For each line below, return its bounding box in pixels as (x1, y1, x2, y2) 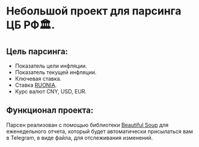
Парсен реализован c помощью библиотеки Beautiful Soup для (6, 121, 169, 128)
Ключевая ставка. (14, 75, 62, 82)
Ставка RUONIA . (14, 81, 57, 89)
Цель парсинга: (6, 46, 68, 57)
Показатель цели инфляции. (14, 62, 87, 69)
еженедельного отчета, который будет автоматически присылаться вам (6, 128, 194, 135)
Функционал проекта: (6, 105, 94, 116)
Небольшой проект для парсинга (6, 4, 182, 18)
